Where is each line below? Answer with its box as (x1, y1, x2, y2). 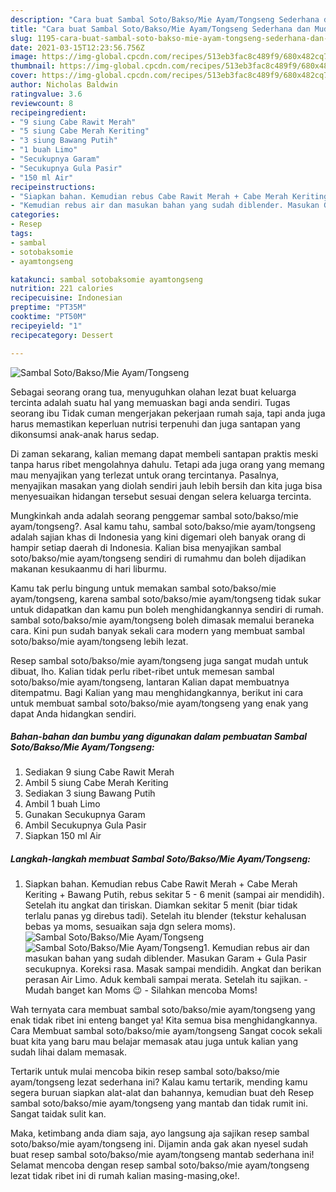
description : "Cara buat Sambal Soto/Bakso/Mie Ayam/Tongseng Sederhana (10, 14, 320, 25)
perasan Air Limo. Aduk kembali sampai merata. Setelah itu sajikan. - (24, 974, 308, 986)
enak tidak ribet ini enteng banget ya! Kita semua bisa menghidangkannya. (10, 1014, 318, 1026)
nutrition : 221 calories (10, 284, 114, 294)
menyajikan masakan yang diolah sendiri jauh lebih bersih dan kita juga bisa (10, 479, 323, 491)
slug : (10, 33, 33, 43)
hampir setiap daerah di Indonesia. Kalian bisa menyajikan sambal (10, 541, 282, 553)
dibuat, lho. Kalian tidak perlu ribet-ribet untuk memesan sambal (10, 665, 275, 677)
